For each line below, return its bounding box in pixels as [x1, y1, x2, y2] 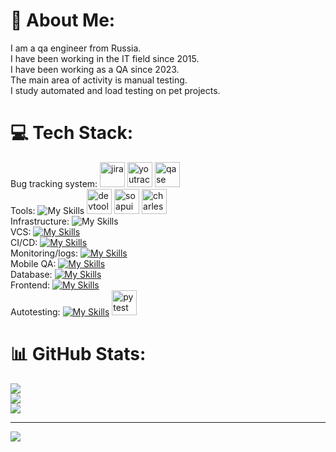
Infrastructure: [10, 215, 70, 227]
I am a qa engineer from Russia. [10, 42, 142, 54]
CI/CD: [10, 236, 38, 248]
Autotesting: [10, 305, 61, 318]
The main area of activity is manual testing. [10, 74, 188, 86]
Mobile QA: [10, 257, 57, 269]
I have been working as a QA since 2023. [10, 63, 180, 75]
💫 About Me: [10, 9, 116, 32]
